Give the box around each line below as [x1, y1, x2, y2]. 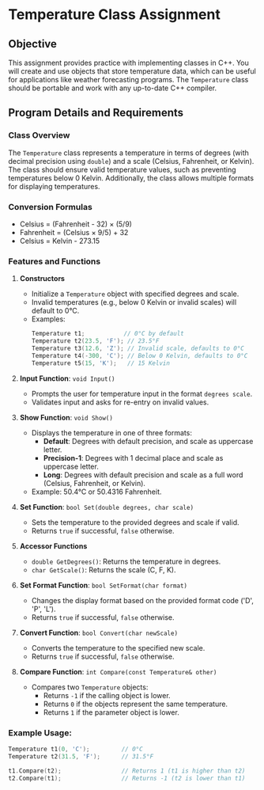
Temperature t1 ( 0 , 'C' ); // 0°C [8, 745, 144, 753]
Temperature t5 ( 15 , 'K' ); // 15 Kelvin [31, 359, 170, 367]
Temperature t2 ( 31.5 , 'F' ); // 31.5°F [8, 752, 154, 761]
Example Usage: [8, 727, 73, 738]
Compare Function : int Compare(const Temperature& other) [19, 667, 217, 676]
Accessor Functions [19, 541, 88, 551]
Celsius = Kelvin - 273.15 [19, 236, 100, 245]
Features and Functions [8, 256, 101, 267]
